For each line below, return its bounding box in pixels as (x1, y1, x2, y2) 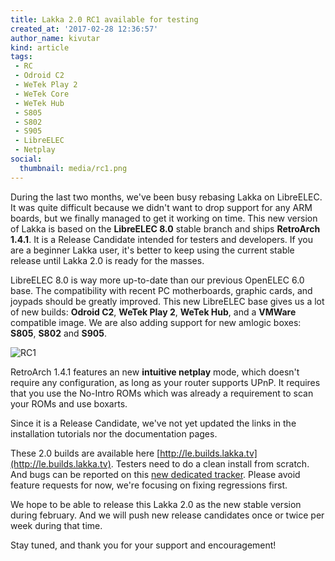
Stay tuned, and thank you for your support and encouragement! (10, 539, 277, 551)
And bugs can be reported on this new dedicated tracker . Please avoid (10, 468, 301, 480)
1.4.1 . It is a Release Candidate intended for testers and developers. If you (10, 233, 313, 245)
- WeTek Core (14, 89, 70, 99)
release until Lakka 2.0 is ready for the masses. (10, 254, 205, 266)
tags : (10, 52, 33, 62)
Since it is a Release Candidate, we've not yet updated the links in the (10, 417, 297, 429)
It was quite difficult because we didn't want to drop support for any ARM (10, 201, 313, 213)
